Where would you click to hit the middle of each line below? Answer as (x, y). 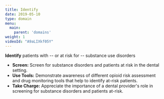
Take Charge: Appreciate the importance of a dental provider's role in (82, 86)
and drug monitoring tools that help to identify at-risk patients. (75, 80)
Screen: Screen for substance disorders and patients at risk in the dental (86, 65)
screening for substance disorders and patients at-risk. (68, 91)
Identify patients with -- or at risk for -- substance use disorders (70, 55)
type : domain (18, 19)
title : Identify (22, 10)
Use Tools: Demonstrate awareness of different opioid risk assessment (84, 75)
